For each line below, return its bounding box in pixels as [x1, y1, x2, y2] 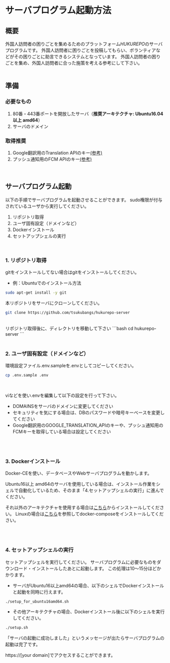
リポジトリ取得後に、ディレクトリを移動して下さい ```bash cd [5, 325, 134, 331]
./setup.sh [5, 625, 28, 630]
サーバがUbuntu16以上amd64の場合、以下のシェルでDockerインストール [12, 582, 164, 588]
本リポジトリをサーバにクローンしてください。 [5, 300, 103, 306]
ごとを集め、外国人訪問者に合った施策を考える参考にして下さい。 [5, 60, 143, 66]
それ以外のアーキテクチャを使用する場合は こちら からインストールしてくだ [5, 504, 160, 511]
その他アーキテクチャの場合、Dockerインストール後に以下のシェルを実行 [12, 609, 165, 615]
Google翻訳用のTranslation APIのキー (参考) [12, 149, 103, 155]
